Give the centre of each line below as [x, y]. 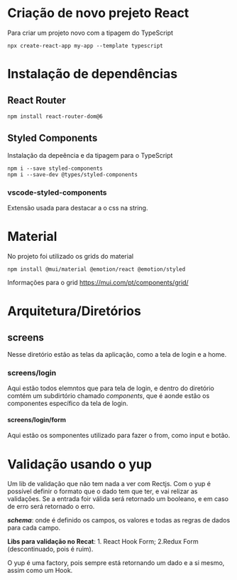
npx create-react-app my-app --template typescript [85, 45]
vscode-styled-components [57, 192]
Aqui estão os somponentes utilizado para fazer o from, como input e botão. [119, 436]
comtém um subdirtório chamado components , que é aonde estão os [109, 396]
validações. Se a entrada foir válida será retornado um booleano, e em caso [118, 499]
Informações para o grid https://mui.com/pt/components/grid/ [98, 282]
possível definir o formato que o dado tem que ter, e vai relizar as [103, 491]
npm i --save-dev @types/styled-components [73, 174]
